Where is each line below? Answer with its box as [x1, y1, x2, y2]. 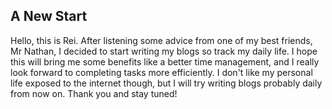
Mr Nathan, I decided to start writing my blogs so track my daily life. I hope [10, 45, 318, 57]
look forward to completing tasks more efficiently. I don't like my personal [10, 66, 313, 78]
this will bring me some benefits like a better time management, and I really [10, 55, 320, 68]
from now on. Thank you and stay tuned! [10, 87, 178, 99]
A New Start [10, 8, 88, 25]
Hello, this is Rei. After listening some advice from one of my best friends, [10, 34, 313, 46]
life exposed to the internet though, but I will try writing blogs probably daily [10, 77, 323, 89]
